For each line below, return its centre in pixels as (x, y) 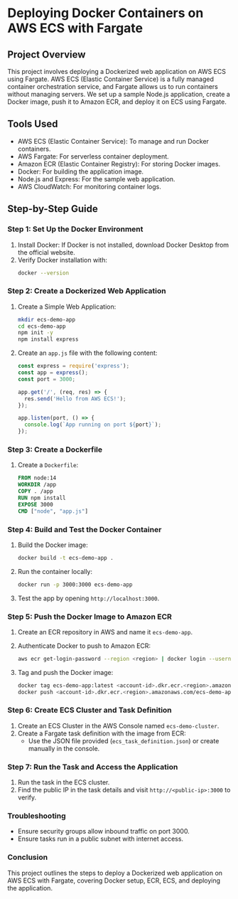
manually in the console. (64, 748)
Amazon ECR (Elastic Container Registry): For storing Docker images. (119, 164)
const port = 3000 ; (47, 379)
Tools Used (33, 124)
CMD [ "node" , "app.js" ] (53, 511)
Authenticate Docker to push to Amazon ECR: (84, 646)
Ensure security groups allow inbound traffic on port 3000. (103, 831)
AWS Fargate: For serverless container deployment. (93, 156)
